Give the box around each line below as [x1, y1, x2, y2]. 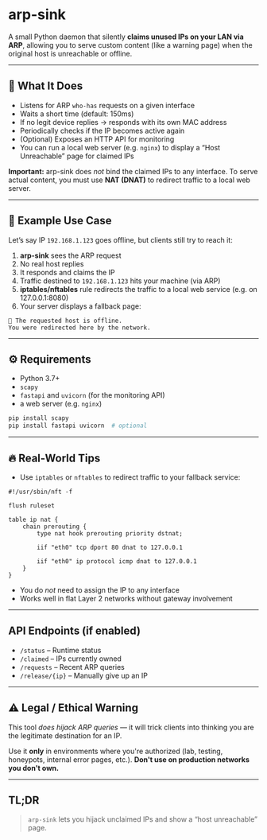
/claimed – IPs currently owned [19, 654, 122, 663]
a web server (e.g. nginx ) [19, 399, 103, 409]
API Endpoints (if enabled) [8, 624, 141, 638]
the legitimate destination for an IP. [8, 730, 122, 741]
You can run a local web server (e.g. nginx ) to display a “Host [19, 142, 221, 152]
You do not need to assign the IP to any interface [19, 585, 180, 594]
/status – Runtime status [19, 645, 102, 655]
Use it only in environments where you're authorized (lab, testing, [8, 746, 223, 756]
